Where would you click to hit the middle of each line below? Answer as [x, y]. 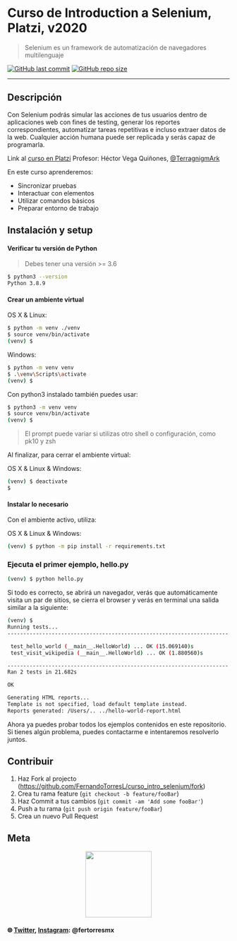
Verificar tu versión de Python [52, 248]
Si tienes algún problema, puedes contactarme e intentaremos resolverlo [113, 731]
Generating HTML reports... [49, 698]
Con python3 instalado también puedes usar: [73, 394]
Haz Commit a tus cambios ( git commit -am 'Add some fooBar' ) [110, 801]
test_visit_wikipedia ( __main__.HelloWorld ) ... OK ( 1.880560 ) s [107, 653]
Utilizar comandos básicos [56, 200]
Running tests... [33, 627]
